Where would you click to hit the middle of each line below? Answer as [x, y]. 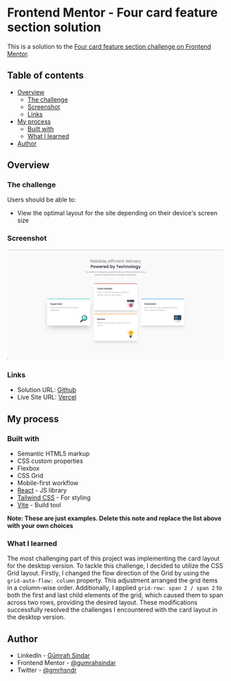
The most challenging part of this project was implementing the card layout [113, 559]
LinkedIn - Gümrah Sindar [54, 655]
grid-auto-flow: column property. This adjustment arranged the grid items [112, 580]
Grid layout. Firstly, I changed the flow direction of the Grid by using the [108, 573]
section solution [54, 27]
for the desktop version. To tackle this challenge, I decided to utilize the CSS [115, 566]
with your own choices [40, 526]
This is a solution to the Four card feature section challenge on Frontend [109, 46]
